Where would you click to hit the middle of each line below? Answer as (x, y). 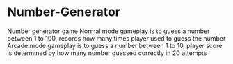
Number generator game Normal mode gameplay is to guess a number (109, 31)
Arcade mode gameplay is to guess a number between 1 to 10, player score (115, 45)
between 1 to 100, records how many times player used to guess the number (116, 38)
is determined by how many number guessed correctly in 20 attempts (107, 53)
